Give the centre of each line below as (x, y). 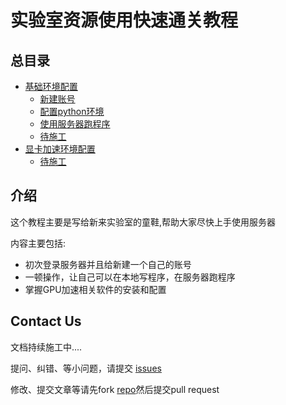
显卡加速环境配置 (60, 149)
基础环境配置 (51, 86)
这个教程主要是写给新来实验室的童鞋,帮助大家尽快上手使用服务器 (143, 222)
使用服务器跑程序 (75, 124)
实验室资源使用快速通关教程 (124, 20)
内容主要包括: (38, 243)
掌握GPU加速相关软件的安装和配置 (95, 289)
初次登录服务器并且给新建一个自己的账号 (108, 264)
